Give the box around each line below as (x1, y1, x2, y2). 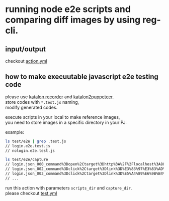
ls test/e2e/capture (5, 157, 49, 162)
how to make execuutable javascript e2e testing (5, 73, 158, 81)
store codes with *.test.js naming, (5, 99, 79, 105)
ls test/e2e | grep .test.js (5, 139, 66, 144)
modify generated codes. (5, 104, 58, 110)
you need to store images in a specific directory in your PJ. (5, 119, 127, 125)
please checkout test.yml (5, 190, 57, 196)
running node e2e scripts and (5, 4, 131, 15)
